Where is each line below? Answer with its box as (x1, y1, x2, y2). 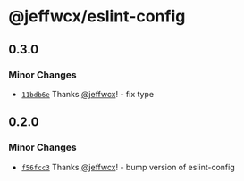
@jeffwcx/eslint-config (8, 6, 186, 27)
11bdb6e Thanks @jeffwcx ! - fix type (21, 88, 154, 99)
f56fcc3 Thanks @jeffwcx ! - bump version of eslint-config (21, 161, 236, 172)
